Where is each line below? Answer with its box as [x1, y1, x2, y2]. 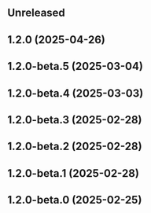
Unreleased [7, 6, 66, 20]
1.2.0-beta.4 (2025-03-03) [7, 86, 144, 100]
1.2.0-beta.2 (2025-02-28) [7, 140, 142, 153]
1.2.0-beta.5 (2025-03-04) [7, 60, 143, 73]
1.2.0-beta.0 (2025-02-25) [7, 193, 142, 207]
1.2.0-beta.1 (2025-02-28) [7, 167, 139, 180]
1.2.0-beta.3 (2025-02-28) [7, 113, 142, 127]
